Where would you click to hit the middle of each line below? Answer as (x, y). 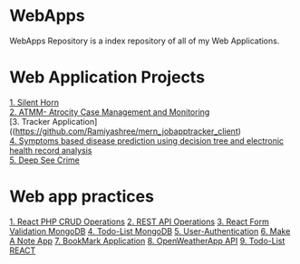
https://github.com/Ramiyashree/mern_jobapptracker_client (126, 131)
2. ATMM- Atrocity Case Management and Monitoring (110, 112)
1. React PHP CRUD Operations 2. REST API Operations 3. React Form (139, 222)
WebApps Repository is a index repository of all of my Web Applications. (145, 41)
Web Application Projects (107, 77)
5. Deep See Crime (44, 160)
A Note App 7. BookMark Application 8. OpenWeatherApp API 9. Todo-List (147, 240)
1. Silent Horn (34, 102)
